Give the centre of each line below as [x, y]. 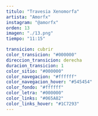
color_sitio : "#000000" [35, 71]
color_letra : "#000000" [35, 93]
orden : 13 [18, 28]
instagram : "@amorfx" [32, 22]
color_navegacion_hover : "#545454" [49, 82]
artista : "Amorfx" [28, 17]
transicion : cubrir [30, 50]
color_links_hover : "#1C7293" [43, 104]
